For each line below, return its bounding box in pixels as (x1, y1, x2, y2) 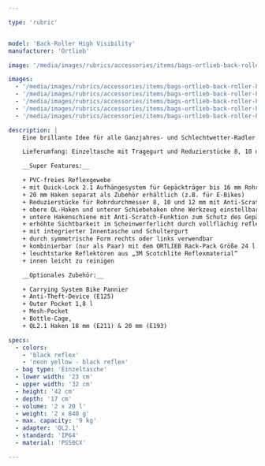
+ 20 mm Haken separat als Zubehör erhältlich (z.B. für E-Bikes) (22, 191, 245, 199)
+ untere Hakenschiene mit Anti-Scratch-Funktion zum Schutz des (22, 213, 242, 221)
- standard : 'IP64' (15, 431, 80, 440)
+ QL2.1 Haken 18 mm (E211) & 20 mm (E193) (22, 322, 168, 330)
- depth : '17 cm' (15, 395, 73, 403)
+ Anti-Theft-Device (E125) (22, 293, 114, 300)
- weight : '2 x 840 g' (15, 409, 90, 418)
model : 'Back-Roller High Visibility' (8, 39, 136, 47)
